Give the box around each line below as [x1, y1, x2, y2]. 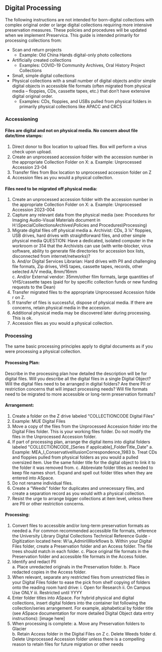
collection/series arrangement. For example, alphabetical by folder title [12, 605, 153, 611]
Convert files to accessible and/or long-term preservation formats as [12, 523, 149, 529]
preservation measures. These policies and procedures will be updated [5, 27, 147, 33]
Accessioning [5, 116, 38, 122]
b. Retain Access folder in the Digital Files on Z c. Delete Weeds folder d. [12, 631, 157, 637]
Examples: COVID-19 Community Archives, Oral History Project [19, 62, 145, 68]
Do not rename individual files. [12, 480, 73, 486]
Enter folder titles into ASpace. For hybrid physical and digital [12, 595, 134, 601]
